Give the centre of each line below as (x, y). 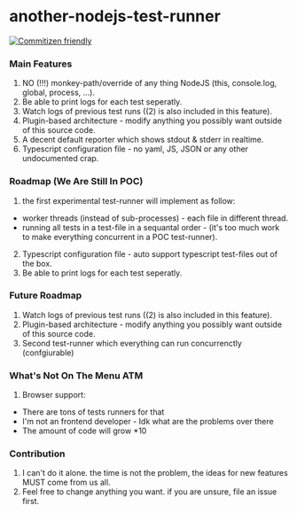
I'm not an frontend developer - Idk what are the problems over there (148, 422)
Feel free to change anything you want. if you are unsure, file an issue (149, 492)
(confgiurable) (48, 353)
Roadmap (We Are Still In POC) (76, 182)
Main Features (41, 64)
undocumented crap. (60, 159)
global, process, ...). (59, 93)
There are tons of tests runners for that (93, 412)
